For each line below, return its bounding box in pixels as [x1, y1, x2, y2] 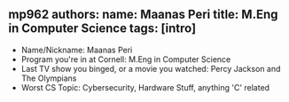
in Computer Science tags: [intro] [8, 21, 197, 36]
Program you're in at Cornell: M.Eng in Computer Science [20, 53, 231, 65]
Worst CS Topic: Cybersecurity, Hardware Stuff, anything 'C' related [20, 82, 270, 92]
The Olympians [20, 73, 77, 83]
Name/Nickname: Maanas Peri [20, 44, 133, 55]
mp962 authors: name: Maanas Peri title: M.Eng [8, 7, 278, 22]
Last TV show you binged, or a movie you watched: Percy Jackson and [20, 63, 281, 74]
